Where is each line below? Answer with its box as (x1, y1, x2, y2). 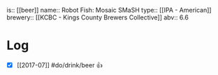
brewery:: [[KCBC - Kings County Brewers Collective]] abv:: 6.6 (6, 13, 189, 22)
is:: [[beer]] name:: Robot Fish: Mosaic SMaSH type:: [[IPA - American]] (6, 6, 212, 14)
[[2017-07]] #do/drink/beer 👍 (16, 60, 103, 69)
